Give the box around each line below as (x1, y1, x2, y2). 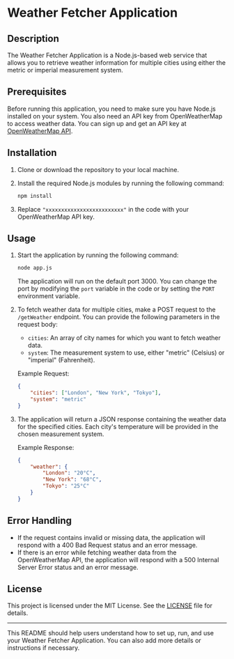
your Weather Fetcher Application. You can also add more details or (7, 636, 202, 645)
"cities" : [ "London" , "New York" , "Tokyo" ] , (30, 389, 162, 396)
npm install (17, 192, 52, 199)
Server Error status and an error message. (17, 563, 139, 571)
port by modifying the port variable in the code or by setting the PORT (17, 284, 215, 293)
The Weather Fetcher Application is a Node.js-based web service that (7, 51, 208, 59)
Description (7, 33, 59, 45)
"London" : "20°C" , (42, 470, 96, 476)
